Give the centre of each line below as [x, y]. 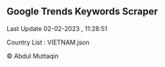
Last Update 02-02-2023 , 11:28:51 [57, 28]
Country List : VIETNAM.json [48, 42]
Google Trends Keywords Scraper [82, 12]
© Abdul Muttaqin [33, 56]
